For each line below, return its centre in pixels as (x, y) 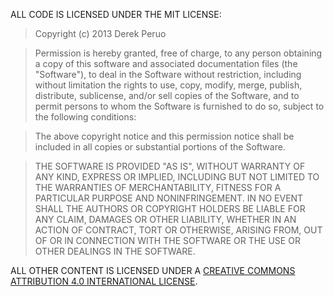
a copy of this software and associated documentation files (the (166, 63)
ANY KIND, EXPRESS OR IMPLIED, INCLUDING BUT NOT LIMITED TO (177, 177)
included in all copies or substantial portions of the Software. (160, 147)
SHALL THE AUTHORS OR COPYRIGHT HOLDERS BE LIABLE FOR (170, 208)
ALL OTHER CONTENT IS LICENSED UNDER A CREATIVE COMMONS (153, 270)
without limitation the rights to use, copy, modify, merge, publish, (168, 85)
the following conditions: (85, 117)
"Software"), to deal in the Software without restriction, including (168, 74)
